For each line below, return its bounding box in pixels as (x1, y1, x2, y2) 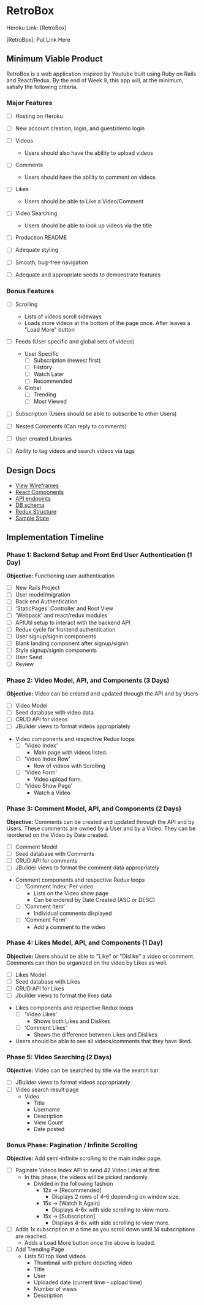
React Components (15, 488, 64, 495)
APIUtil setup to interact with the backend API (15, 619, 130, 626)
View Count (33, 1119, 63, 1126)
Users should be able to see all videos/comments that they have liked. (15, 1038, 192, 1045)
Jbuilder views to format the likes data (15, 992, 112, 999)
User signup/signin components (15, 632, 96, 640)
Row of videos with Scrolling (33, 762, 106, 769)
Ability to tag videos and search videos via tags (15, 447, 135, 455)
